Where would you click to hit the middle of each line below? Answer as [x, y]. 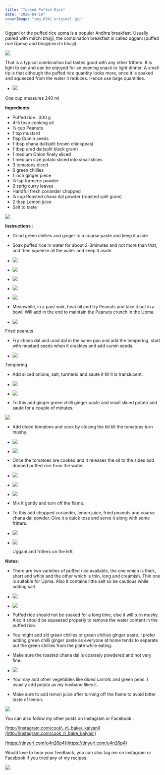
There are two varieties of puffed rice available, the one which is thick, [84, 571]
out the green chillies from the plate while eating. [62, 645]
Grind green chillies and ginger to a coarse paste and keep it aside [80, 236]
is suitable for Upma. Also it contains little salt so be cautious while [80, 581]
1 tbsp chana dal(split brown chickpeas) [53, 144]
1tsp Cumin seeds [30, 139]
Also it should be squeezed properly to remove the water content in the [85, 620]
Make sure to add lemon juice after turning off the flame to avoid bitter [84, 694]
